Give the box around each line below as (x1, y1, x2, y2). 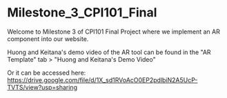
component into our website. (7, 34, 89, 42)
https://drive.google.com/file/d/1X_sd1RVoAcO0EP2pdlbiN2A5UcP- (7, 75, 198, 84)
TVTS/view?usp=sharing (7, 83, 78, 91)
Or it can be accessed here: (7, 69, 86, 77)
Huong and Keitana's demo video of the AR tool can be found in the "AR (7, 48, 212, 56)
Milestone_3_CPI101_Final (7, 5, 157, 21)
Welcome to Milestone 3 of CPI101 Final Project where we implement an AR (7, 27, 221, 36)
